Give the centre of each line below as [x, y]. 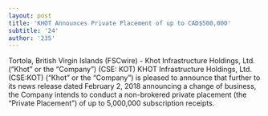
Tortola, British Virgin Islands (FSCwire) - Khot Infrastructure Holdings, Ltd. [132, 61]
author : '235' [32, 38]
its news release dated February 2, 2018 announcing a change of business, [132, 86]
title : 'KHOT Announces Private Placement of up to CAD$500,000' [120, 23]
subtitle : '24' [34, 30]
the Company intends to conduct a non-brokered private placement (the [128, 95]
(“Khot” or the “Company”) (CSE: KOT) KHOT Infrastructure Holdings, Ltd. [130, 70]
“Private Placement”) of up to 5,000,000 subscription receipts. [112, 103]
